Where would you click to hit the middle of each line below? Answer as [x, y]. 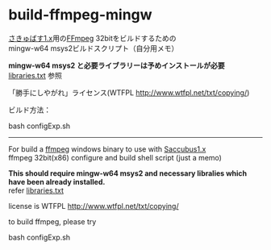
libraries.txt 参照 [35, 75]
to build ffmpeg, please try [52, 221]
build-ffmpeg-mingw [80, 15]
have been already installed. [57, 181]
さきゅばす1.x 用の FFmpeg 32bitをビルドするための [92, 38]
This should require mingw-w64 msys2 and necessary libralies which [128, 173]
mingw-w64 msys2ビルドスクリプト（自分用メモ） [94, 48]
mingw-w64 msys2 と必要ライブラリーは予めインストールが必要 [117, 65]
